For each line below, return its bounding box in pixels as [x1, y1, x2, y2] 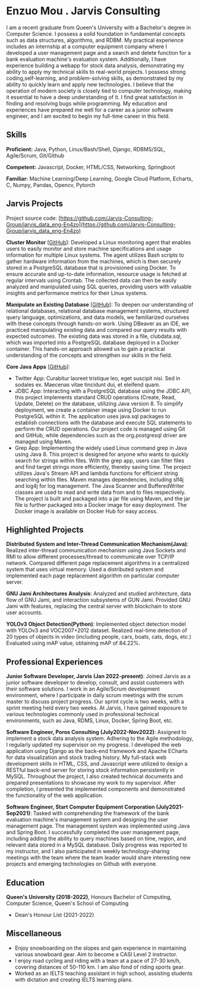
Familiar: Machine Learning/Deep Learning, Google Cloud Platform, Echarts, [6, 175, 193, 182]
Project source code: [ [6, 214, 61, 222]
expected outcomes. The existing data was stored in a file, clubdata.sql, [6, 332, 182, 340]
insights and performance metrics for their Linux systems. [6, 289, 148, 296]
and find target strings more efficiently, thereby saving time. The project [14, 463, 191, 470]
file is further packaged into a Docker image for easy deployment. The [14, 501, 187, 508]
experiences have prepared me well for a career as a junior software [6, 106, 173, 113]
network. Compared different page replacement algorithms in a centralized [6, 559, 189, 567]
